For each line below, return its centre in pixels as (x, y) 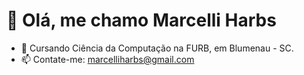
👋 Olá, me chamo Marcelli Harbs (141, 20)
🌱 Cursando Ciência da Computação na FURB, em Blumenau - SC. (157, 48)
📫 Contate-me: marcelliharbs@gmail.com (107, 59)
